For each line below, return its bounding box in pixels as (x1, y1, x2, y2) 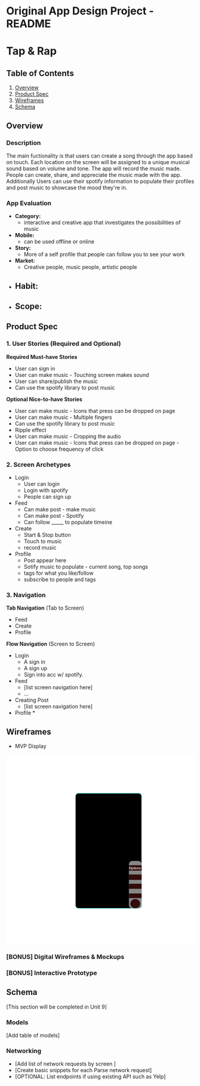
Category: (14, 213, 41, 220)
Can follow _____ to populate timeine (23, 518, 112, 526)
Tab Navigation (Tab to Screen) (6, 604, 85, 612)
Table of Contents (6, 68, 75, 79)
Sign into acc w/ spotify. (23, 671, 84, 678)
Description (6, 138, 41, 147)
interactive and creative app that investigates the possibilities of (23, 219, 181, 226)
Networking (6, 1046, 42, 1055)
